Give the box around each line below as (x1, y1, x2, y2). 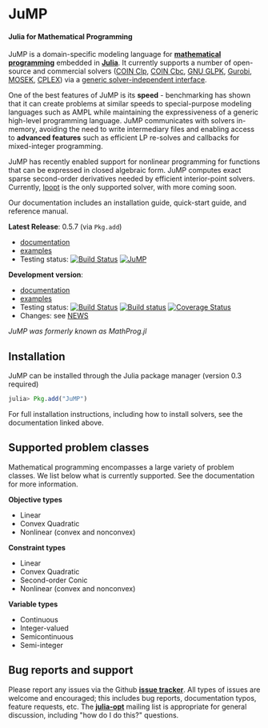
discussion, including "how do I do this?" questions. (8, 710, 179, 720)
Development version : (8, 270, 84, 280)
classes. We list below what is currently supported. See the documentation (8, 470, 255, 480)
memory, (8, 125, 38, 134)
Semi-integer (19, 640, 64, 650)
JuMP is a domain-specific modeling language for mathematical (8, 50, 222, 59)
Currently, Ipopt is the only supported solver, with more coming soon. (8, 182, 238, 192)
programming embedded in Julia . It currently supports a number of (8, 58, 232, 68)
